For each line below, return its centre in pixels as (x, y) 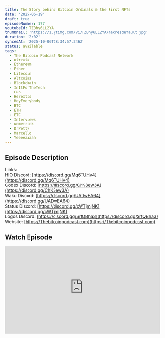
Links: (11, 169)
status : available (24, 46)
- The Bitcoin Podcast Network (41, 55)
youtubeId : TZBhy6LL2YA (29, 28)
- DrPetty (19, 128)
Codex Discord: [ (22, 185)
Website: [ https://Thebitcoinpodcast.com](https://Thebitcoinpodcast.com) (80, 221)
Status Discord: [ (22, 206)
